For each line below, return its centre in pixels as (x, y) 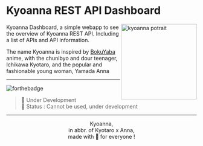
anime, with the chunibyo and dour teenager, (62, 58)
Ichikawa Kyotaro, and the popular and (54, 65)
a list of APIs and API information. (48, 40)
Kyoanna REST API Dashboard (84, 11)
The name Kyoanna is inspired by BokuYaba (61, 51)
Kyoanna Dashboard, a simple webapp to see (63, 27)
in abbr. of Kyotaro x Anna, (101, 130)
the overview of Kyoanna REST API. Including (63, 33)
